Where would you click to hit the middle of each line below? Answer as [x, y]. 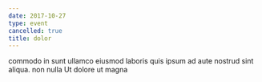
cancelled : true [35, 31]
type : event [28, 23]
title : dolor [30, 38]
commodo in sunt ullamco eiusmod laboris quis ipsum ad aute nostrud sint [131, 61]
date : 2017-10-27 [37, 16]
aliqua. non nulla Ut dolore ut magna [68, 70]
